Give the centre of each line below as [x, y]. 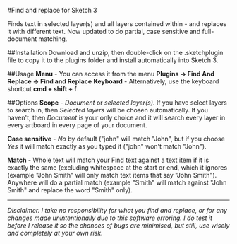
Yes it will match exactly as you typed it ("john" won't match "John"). [107, 146]
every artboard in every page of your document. [77, 125]
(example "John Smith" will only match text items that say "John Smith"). [112, 175]
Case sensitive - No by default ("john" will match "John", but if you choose [116, 139]
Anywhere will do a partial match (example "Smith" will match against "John [117, 182]
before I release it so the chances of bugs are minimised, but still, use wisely [119, 225]
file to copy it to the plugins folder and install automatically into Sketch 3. [113, 60]
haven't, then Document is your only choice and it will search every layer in [116, 117]
